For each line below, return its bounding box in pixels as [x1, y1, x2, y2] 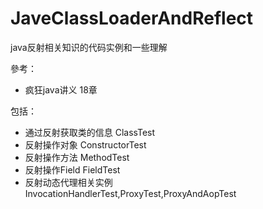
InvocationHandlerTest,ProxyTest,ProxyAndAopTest [24, 187, 237, 199]
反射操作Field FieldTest [24, 163, 121, 176]
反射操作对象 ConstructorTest [24, 138, 147, 151]
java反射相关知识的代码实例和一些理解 [10, 41, 168, 53]
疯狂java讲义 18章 [24, 83, 98, 96]
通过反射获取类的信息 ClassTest [24, 126, 156, 138]
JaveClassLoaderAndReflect [10, 7, 254, 30]
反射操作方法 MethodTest [24, 151, 130, 163]
